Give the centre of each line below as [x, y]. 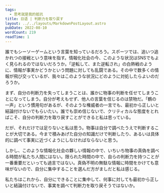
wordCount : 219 [21, 32]
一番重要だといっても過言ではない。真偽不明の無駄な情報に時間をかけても [80, 163]
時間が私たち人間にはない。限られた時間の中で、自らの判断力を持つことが [84, 156]
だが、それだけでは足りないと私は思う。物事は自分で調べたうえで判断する [80, 128]
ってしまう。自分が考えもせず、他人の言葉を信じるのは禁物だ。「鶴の [87, 99]
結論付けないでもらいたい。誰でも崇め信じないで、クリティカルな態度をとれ [82, 111]
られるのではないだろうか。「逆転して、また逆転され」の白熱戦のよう [83, 64]
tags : [11, 10]
